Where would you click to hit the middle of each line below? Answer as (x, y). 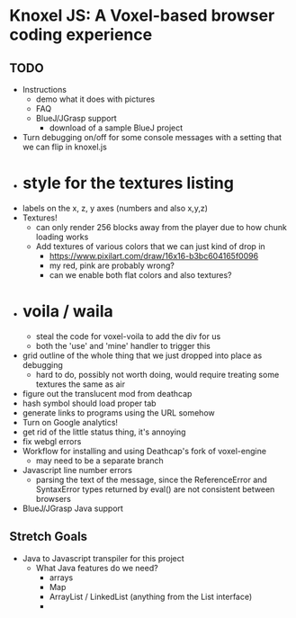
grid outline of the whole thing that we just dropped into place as (142, 355)
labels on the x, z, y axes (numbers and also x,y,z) (115, 208)
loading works (62, 237)
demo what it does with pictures (95, 99)
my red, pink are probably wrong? (112, 265)
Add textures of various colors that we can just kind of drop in (150, 246)
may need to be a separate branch (99, 461)
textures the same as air (81, 384)
